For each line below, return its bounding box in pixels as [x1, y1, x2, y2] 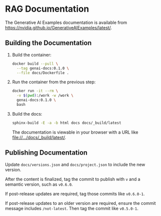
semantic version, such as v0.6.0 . [5, 181, 73, 187]
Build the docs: [12, 111, 42, 117]
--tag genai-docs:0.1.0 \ [17, 66, 69, 71]
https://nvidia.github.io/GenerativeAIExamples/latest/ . [5, 24, 112, 30]
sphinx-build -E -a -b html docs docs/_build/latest [12, 120, 122, 125]
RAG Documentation [5, 3, 89, 15]
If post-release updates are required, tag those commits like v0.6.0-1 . [5, 191, 145, 196]
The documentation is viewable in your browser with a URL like [12, 129, 139, 135]
